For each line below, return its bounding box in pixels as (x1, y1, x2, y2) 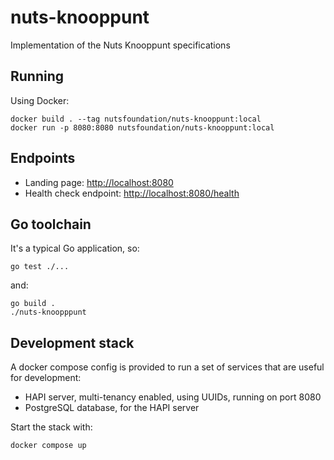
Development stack (10, 334, 135, 351)
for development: (10, 372, 82, 384)
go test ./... (10, 262, 70, 272)
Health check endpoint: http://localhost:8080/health (24, 187, 240, 199)
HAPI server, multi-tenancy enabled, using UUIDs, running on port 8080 (24, 391, 322, 403)
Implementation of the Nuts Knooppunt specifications (10, 39, 231, 51)
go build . (10, 299, 56, 309)
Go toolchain (10, 216, 92, 233)
